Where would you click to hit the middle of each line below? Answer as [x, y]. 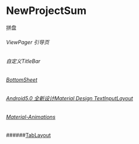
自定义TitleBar [23, 61]
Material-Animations [31, 117]
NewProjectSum [46, 11]
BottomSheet [22, 79]
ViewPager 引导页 [28, 42]
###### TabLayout [29, 135]
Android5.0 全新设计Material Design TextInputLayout [69, 99]
